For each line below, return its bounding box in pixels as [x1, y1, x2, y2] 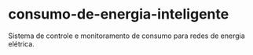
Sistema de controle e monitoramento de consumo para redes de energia [8, 31, 245, 40]
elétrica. [8, 39, 35, 48]
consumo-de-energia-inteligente [8, 5, 229, 23]
